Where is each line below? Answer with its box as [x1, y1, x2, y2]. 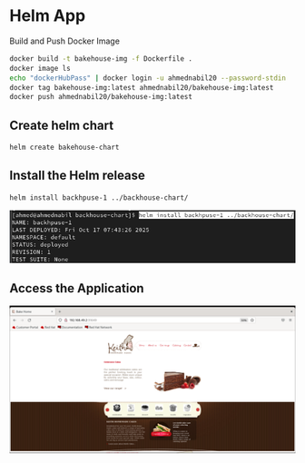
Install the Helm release [9, 168, 145, 183]
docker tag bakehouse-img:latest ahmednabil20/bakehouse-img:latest [9, 83, 274, 92]
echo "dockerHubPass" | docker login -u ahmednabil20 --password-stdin [9, 74, 286, 83]
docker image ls [9, 64, 71, 73]
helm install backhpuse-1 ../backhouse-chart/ [9, 192, 189, 202]
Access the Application [9, 281, 144, 296]
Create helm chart [9, 117, 114, 133]
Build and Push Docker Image [9, 35, 121, 46]
